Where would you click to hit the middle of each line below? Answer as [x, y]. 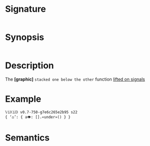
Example [23, 99]
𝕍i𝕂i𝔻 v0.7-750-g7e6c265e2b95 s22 [41, 112]
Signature [26, 9]
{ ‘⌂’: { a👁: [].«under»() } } [38, 117]
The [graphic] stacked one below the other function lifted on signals [75, 79]
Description [30, 66]
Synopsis [25, 37]
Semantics [28, 137]
